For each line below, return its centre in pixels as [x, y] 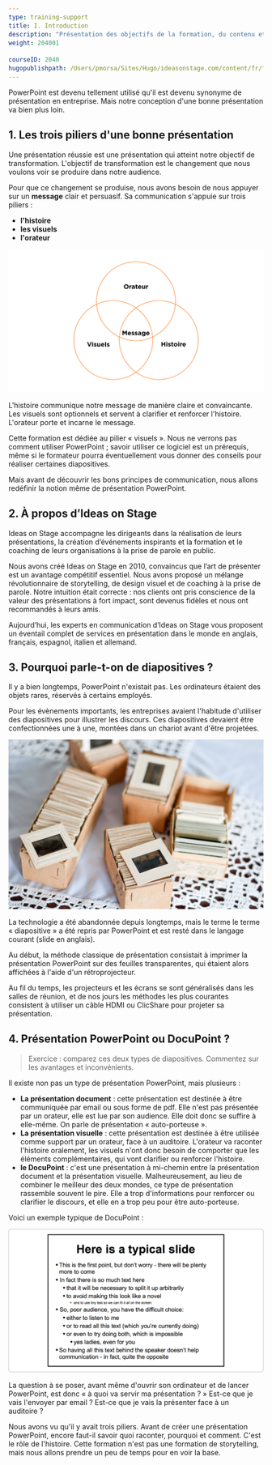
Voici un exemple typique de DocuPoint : [76, 1217]
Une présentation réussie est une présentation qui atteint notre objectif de [132, 155]
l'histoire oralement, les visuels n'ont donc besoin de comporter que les [140, 1150]
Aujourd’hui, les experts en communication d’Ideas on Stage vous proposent [136, 624]
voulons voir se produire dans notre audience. [85, 172]
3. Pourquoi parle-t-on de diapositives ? [111, 667]
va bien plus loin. [36, 109]
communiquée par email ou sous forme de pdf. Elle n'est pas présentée [139, 1107]
